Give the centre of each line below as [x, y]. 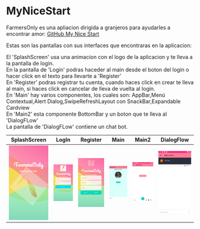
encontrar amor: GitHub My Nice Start [53, 33]
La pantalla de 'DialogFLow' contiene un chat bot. [67, 126]
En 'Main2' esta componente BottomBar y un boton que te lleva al [87, 114]
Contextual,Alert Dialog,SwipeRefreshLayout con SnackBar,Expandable [93, 101]
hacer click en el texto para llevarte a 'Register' [64, 76]
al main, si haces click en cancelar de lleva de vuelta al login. [81, 88]
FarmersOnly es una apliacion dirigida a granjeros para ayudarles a [88, 27]
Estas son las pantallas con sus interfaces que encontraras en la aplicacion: [99, 45]
